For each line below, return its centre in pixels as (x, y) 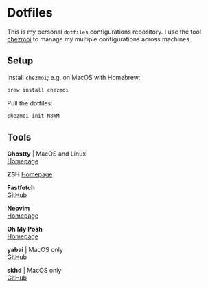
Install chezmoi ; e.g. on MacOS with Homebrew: (74, 77)
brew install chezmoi (38, 90)
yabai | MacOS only (35, 250)
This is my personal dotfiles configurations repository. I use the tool (104, 32)
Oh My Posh (25, 229)
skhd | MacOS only (34, 271)
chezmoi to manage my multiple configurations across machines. (99, 39)
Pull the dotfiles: (30, 103)
